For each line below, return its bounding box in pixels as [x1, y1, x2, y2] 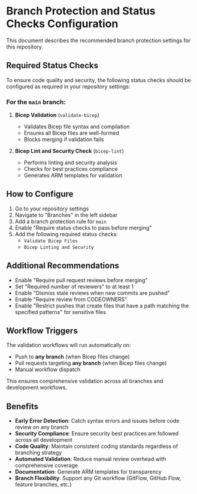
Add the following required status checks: [14, 230, 119, 237]
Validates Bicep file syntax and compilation [23, 123, 130, 130]
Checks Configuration [6, 17, 119, 31]
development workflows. [6, 384, 68, 391]
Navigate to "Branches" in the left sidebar [14, 211, 118, 218]
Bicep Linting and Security [23, 244, 94, 250]
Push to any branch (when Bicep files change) [14, 353, 130, 360]
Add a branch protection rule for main [14, 218, 107, 225]
